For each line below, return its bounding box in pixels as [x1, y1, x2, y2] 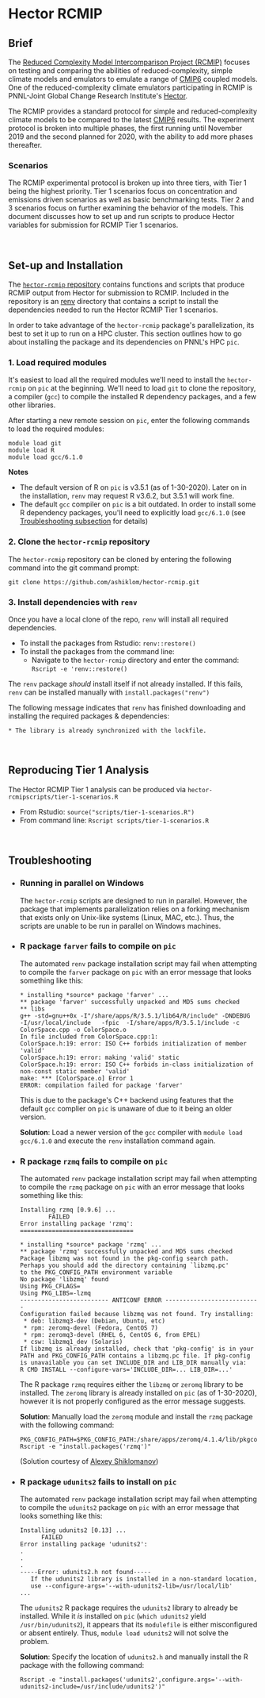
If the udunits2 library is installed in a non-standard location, [30, 1575, 258, 1584]
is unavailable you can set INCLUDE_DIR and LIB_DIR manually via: [19, 1359, 247, 1367]
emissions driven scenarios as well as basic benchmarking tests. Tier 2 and [8, 195, 255, 205]
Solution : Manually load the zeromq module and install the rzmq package [19, 1412, 253, 1422]
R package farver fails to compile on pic [19, 941, 176, 952]
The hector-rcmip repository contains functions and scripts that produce [8, 279, 245, 290]
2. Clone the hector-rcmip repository [8, 537, 150, 548]
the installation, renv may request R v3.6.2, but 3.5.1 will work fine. [19, 491, 235, 501]
